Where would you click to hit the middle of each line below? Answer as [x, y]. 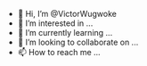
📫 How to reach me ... [59, 52]
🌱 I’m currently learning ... [65, 33]
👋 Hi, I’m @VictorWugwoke [67, 14]
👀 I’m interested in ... [55, 23]
